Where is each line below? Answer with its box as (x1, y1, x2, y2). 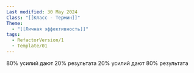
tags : (6, 32, 20, 38)
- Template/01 (12, 43, 48, 49)
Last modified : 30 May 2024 (6, 9, 78, 15)
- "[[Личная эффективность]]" (12, 26, 88, 32)
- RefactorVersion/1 (12, 37, 64, 43)
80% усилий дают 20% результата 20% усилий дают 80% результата (6, 59, 189, 67)
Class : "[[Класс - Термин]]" (6, 15, 81, 21)
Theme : (6, 20, 23, 26)
